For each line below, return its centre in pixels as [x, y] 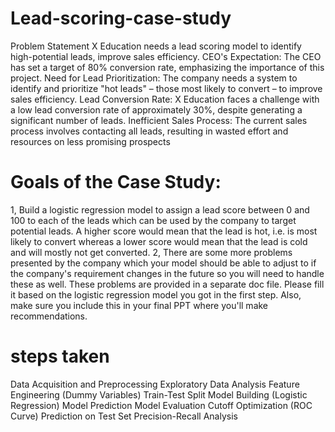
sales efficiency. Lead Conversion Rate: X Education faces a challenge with [165, 99]
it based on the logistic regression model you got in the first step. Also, [156, 294]
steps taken [60, 356]
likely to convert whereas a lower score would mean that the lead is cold [159, 241]
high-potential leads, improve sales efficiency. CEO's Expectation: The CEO [166, 56]
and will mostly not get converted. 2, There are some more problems [151, 252]
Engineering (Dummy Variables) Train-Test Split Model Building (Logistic [159, 394]
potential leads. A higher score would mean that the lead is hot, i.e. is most [164, 231]
